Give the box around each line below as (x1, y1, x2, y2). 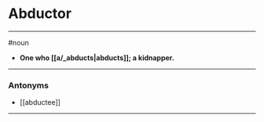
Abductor (8, 5, 72, 23)
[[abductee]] (19, 98, 61, 107)
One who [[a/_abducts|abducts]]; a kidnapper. (19, 52, 174, 63)
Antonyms (8, 80, 49, 91)
